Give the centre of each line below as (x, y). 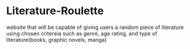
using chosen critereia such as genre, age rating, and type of (82, 33)
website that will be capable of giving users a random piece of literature (95, 27)
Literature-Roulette (55, 11)
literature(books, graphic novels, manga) (57, 40)
